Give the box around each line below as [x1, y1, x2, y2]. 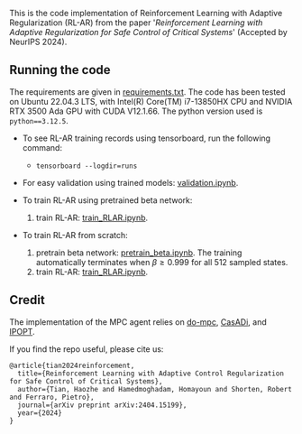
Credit [9, 292, 45, 308]
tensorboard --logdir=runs [35, 162, 138, 171]
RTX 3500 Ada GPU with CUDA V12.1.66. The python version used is [9, 106, 263, 116]
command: [22, 142, 63, 152]
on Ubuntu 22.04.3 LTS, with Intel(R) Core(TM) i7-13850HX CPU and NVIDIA [9, 96, 293, 106]
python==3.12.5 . [9, 115, 69, 125]
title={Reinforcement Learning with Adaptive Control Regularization [17, 369, 284, 378]
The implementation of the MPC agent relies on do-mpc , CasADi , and [9, 316, 268, 328]
